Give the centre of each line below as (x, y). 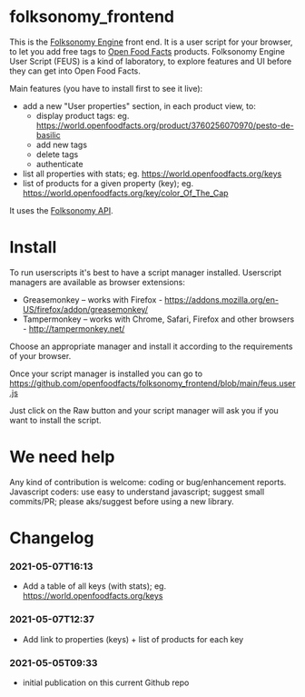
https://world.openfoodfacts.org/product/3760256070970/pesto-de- (165, 125)
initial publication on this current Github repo (106, 682)
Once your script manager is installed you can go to (106, 373)
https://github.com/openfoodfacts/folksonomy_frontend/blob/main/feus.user (152, 383)
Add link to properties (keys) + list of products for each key (133, 639)
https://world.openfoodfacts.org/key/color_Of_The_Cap (125, 193)
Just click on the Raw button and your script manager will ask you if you (144, 410)
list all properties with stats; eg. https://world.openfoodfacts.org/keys (152, 174)
